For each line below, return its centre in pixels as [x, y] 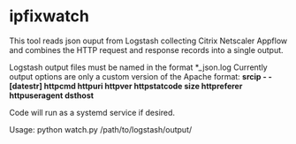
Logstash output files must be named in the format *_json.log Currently [138, 67]
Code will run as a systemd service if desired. [92, 112]
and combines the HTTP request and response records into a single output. [147, 49]
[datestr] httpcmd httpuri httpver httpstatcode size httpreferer [126, 86]
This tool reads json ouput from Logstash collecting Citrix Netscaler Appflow [148, 41]
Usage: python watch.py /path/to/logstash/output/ [101, 129]
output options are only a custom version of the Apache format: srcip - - [140, 76]
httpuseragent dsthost [52, 95]
